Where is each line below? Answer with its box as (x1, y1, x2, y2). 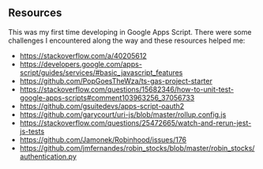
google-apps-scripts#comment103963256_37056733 (19, 92, 195, 102)
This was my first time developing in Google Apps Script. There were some (8, 27, 252, 36)
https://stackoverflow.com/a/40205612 (19, 51, 148, 60)
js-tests (19, 126, 45, 136)
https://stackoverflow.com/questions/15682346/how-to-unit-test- (19, 84, 235, 94)
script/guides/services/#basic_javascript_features (19, 67, 183, 77)
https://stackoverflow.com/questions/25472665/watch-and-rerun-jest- (19, 118, 252, 127)
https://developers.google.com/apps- (19, 59, 142, 69)
